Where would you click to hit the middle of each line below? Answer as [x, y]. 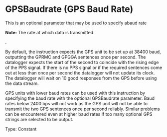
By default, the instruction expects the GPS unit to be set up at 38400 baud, [83, 52]
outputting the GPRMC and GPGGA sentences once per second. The [76, 57]
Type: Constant [21, 129]
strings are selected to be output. [39, 119]
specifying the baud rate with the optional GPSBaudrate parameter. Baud [80, 98]
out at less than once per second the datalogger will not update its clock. [80, 72]
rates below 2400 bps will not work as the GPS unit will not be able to [77, 103]
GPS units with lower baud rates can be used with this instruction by [75, 93]
